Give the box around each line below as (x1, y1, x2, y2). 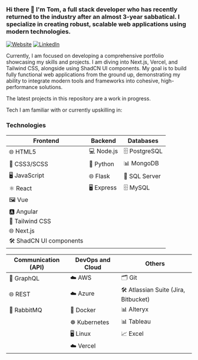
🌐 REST (9, 290, 31, 299)
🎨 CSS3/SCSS (9, 160, 48, 168)
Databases (127, 136, 159, 145)
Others (145, 259, 165, 267)
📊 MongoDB (123, 159, 159, 167)
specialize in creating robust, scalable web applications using (6, 20, 187, 28)
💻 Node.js (88, 147, 118, 155)
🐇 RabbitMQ (9, 306, 42, 315)
